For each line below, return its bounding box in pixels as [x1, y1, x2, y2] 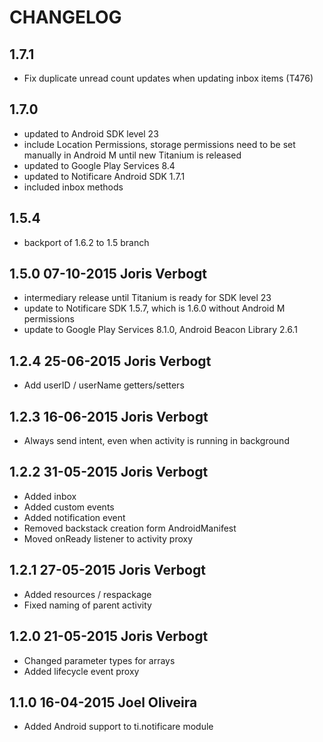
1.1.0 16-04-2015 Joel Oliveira [9, 694, 198, 711]
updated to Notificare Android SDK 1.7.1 [23, 170, 186, 182]
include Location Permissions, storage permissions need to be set [23, 138, 296, 150]
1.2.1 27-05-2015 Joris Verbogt [9, 562, 206, 579]
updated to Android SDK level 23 [23, 127, 159, 140]
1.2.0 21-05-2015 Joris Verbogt [9, 628, 209, 645]
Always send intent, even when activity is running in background [23, 435, 290, 447]
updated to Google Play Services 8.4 [23, 159, 176, 171]
